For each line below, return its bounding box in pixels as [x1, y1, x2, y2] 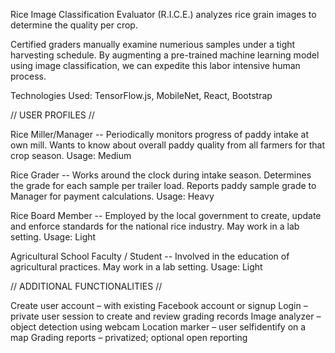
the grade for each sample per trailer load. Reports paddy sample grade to [10, 180, 317, 191]
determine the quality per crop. [10, 19, 138, 31]
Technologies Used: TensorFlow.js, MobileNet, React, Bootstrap [10, 90, 273, 101]
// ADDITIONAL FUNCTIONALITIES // [10, 280, 163, 292]
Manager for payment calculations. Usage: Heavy [10, 190, 215, 202]
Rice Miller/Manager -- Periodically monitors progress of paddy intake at [10, 129, 310, 140]
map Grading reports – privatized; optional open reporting [10, 332, 248, 343]
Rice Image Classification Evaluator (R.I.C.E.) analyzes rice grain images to [10, 9, 317, 20]
